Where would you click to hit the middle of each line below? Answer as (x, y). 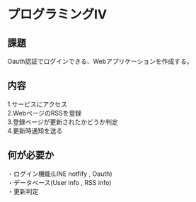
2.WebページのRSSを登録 (45, 113)
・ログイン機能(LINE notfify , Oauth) (60, 174)
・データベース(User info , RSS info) (59, 182)
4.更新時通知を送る (35, 130)
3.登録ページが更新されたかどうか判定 (63, 122)
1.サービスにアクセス (38, 104)
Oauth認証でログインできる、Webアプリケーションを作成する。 (98, 61)
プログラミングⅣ (57, 15)
